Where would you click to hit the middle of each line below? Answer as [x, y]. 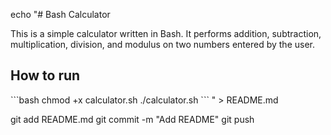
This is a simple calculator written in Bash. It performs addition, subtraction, [166, 33]
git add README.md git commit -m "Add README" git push [132, 119]
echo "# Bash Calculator [60, 14]
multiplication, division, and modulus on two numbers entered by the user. [162, 44]
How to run [45, 75]
